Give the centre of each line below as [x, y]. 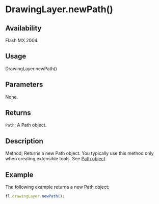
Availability [23, 28]
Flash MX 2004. [22, 40]
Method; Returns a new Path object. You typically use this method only [79, 153]
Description [24, 141]
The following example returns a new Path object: [57, 187]
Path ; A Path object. [26, 125]
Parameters [24, 85]
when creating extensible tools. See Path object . [56, 159]
